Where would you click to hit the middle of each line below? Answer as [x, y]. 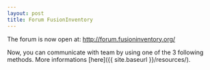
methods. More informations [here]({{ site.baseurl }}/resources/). [99, 59]
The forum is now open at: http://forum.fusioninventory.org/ [91, 39]
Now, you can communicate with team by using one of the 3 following [105, 52]
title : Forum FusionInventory [50, 20]
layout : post [26, 13]
